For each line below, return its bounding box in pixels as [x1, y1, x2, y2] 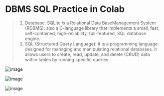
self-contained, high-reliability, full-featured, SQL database [24, 30, 146, 36]
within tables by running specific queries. [24, 56, 110, 62]
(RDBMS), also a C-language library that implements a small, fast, [24, 25, 160, 31]
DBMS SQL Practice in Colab [5, 3, 125, 15]
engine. [24, 36, 41, 42]
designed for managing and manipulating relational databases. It [24, 46, 157, 52]
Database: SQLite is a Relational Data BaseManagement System [24, 20, 156, 26]
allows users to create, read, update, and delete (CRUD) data [24, 51, 151, 57]
